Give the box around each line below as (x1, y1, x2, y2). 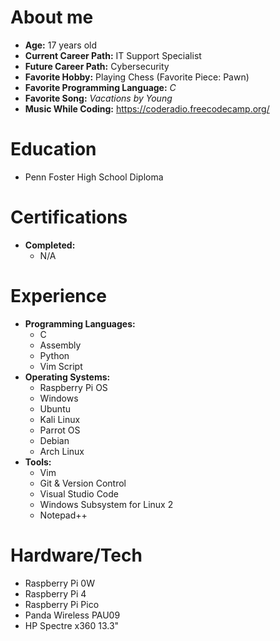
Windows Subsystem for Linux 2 (39, 498, 174, 510)
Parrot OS (39, 424, 81, 436)
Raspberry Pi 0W (24, 577, 95, 589)
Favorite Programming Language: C (24, 81, 177, 93)
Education (10, 138, 97, 161)
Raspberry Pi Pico (24, 598, 100, 610)
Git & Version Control (39, 477, 127, 489)
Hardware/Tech (10, 544, 143, 566)
